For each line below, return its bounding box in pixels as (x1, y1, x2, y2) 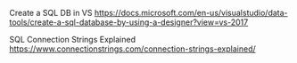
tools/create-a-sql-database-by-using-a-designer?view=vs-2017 (9, 17, 249, 28)
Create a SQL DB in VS (9, 8, 93, 18)
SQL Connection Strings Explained (9, 35, 136, 44)
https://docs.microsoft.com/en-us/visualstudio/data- (94, 8, 288, 18)
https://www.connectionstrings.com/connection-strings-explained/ (9, 43, 256, 54)
